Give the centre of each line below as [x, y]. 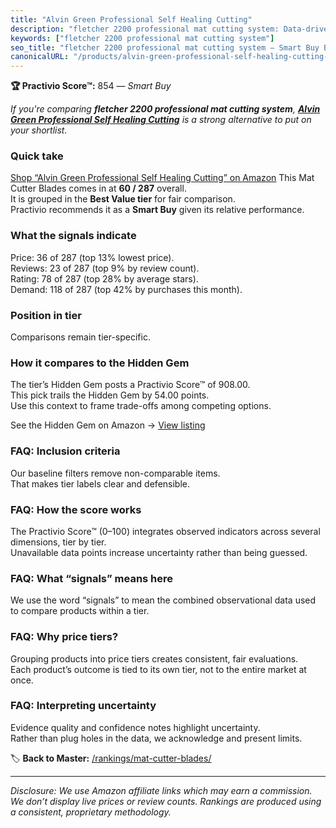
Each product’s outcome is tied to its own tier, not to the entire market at [158, 669]
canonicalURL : [40, 57]
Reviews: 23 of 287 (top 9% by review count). [105, 268]
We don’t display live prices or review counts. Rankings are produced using [166, 801]
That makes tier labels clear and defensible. [100, 483]
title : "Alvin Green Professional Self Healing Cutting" [131, 19]
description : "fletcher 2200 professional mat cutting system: [145, 29]
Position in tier [46, 315]
